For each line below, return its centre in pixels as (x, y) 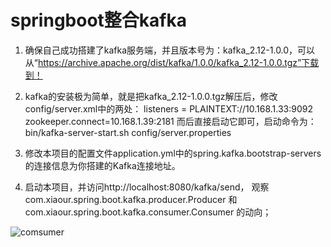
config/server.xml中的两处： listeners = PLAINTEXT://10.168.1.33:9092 (168, 108)
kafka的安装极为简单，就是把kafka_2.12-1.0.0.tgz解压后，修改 (151, 96)
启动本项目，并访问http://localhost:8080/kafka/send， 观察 (147, 187)
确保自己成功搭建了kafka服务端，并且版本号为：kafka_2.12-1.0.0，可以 (170, 50)
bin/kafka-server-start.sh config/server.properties (128, 132)
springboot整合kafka (98, 20)
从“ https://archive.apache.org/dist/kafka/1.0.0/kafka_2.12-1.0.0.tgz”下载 (172, 62)
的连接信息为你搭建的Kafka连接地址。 (102, 165)
